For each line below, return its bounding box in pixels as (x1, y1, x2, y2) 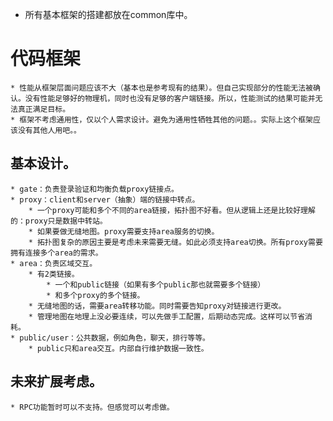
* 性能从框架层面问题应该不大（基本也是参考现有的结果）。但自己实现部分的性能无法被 (10, 83, 313, 93)
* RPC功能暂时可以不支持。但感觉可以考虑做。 (10, 402, 175, 412)
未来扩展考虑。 (10, 373, 103, 390)
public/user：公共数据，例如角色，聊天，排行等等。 (19, 333, 210, 343)
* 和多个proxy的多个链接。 (46, 290, 145, 300)
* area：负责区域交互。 (10, 258, 98, 268)
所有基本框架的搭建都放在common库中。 (24, 9, 193, 20)
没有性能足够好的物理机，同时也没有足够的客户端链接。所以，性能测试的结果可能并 (24, 93, 316, 103)
